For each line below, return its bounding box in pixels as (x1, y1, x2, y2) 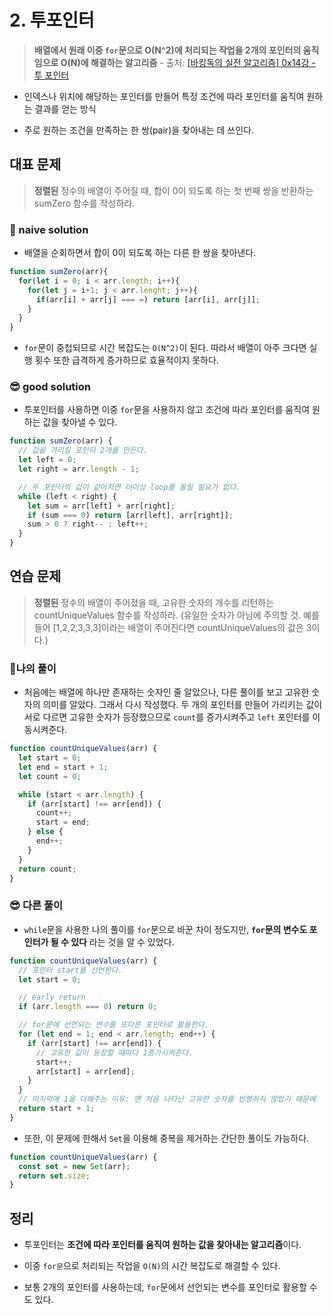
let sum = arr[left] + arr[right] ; (27, 501, 176, 511)
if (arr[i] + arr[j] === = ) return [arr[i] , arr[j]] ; (35, 294, 261, 305)
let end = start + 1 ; (18, 762, 109, 772)
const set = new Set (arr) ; (18, 1161, 131, 1171)
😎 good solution (9, 380, 91, 394)
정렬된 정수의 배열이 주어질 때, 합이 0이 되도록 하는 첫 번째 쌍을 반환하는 (33, 184, 314, 196)
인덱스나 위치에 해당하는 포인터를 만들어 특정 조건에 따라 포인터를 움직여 (23, 90, 305, 102)
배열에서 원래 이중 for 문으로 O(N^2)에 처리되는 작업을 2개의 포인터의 (33, 44, 302, 56)
